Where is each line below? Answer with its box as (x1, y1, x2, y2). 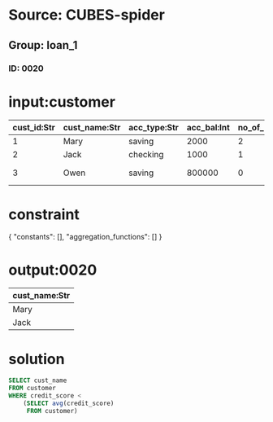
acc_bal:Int (186, 122, 230, 134)
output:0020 (8, 261, 97, 279)
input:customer (8, 92, 116, 111)
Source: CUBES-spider (8, 6, 165, 24)
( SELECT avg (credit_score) (23, 399, 115, 407)
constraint (8, 205, 80, 223)
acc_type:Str (128, 122, 179, 134)
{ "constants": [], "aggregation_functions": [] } (8, 232, 162, 242)
